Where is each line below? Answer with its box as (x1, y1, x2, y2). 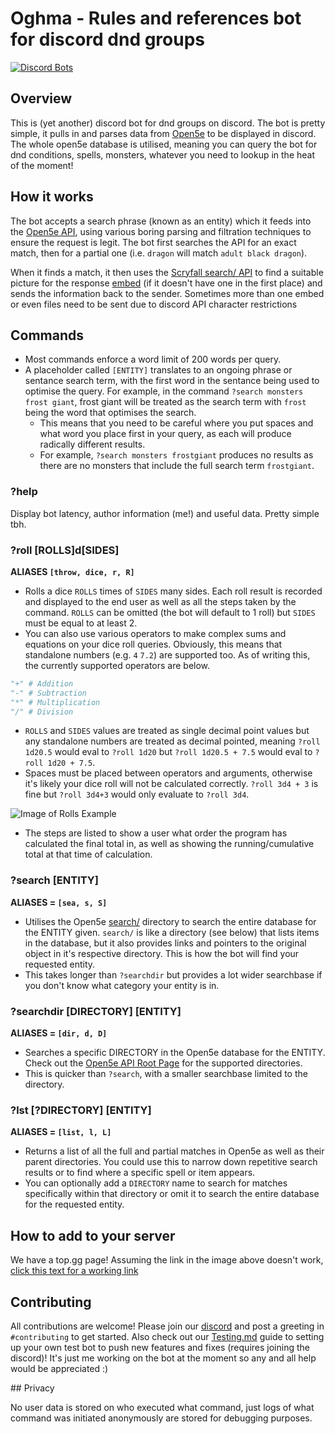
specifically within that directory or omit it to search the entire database (24, 1188, 320, 1200)
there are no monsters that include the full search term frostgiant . (39, 460, 315, 472)
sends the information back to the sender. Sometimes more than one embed (10, 287, 325, 299)
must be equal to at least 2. (24, 617, 138, 629)
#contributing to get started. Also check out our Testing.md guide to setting (10, 1330, 325, 1342)
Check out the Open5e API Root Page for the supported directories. (24, 1057, 303, 1069)
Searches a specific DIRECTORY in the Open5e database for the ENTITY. (24, 1047, 326, 1059)
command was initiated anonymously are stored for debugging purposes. (10, 1412, 313, 1424)
